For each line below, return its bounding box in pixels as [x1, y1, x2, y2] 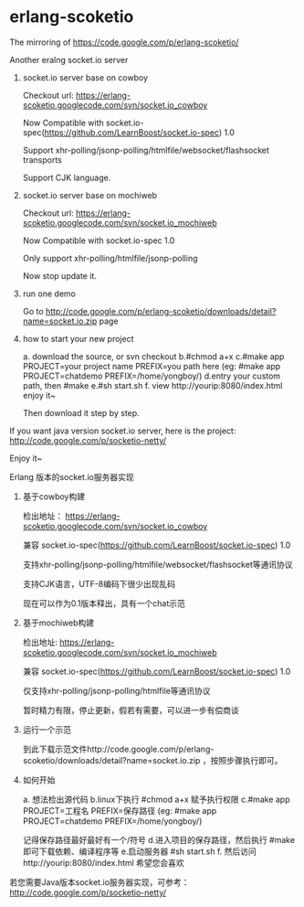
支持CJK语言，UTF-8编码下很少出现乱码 [22, 578, 176, 589]
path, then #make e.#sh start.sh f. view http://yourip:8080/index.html [22, 379, 283, 390]
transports [22, 154, 62, 165]
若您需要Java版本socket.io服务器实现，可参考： [9, 876, 190, 888]
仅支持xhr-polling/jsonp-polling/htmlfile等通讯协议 [22, 685, 212, 696]
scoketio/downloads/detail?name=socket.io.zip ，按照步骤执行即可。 [22, 754, 283, 765]
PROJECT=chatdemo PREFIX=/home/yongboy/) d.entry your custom [22, 370, 281, 381]
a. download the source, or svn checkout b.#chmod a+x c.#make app [22, 350, 285, 362]
